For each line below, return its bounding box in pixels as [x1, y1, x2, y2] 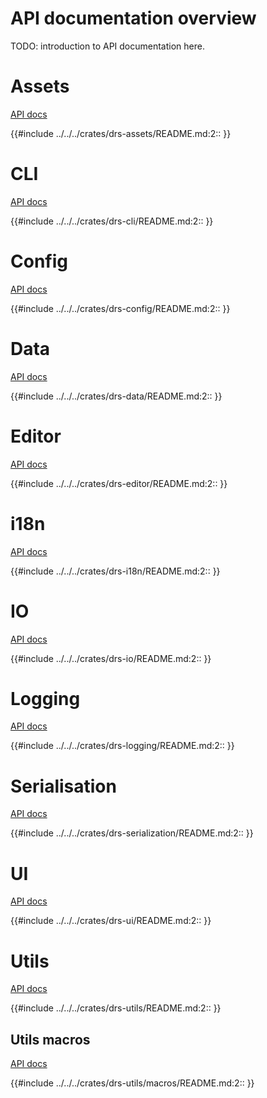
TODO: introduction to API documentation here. [10, 40, 205, 52]
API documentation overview [10, 7, 257, 30]
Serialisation [10, 775, 117, 797]
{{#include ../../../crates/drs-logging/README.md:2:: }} [10, 740, 235, 752]
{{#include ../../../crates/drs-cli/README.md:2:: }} [10, 215, 214, 227]
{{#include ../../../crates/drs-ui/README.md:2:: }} [10, 915, 212, 927]
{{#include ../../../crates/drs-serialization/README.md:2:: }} [10, 827, 254, 839]
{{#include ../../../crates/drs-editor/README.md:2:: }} [10, 477, 228, 489]
